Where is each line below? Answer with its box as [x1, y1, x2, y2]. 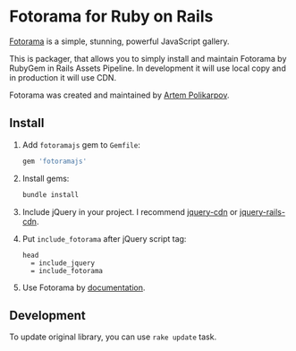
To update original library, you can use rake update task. [9, 331, 217, 342]
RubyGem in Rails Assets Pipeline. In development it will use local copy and [9, 63, 286, 73]
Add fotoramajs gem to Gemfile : [21, 139, 140, 150]
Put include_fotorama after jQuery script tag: [21, 233, 187, 244]
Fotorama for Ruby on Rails [9, 6, 214, 27]
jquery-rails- [240, 206, 286, 217]
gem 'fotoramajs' [21, 157, 88, 166]
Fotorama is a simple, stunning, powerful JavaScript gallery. [9, 36, 230, 47]
